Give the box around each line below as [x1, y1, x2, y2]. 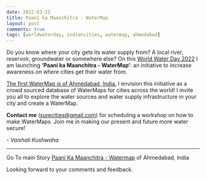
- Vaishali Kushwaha [6, 136, 59, 144]
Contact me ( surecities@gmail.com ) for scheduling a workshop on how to [6, 112, 194, 119]
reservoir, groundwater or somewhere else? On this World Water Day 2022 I [6, 55, 198, 63]
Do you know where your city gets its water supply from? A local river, [6, 48, 184, 56]
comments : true [6, 26, 45, 32]
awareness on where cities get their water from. [6, 68, 128, 75]
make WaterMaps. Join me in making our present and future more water [6, 118, 189, 126]
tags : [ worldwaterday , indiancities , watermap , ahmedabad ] [6, 32, 161, 38]
